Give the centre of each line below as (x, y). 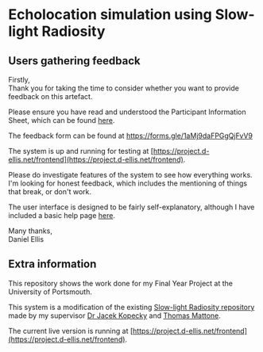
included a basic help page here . (62, 215)
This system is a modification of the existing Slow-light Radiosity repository (131, 307)
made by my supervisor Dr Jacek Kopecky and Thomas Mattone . (114, 316)
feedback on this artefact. (50, 96)
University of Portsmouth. (50, 292)
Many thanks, (31, 231)
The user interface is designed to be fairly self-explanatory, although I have (131, 207)
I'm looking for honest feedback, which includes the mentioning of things (128, 183)
